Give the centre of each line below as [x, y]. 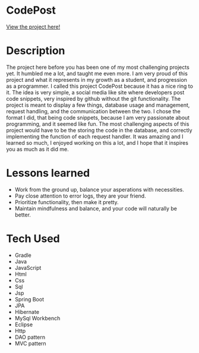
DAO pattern [30, 337]
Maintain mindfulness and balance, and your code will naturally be [96, 208]
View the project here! [33, 27]
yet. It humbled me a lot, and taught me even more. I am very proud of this [97, 73]
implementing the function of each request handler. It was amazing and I [95, 136]
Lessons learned [48, 173]
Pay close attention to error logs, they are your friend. [80, 196]
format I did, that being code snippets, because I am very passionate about [98, 117]
